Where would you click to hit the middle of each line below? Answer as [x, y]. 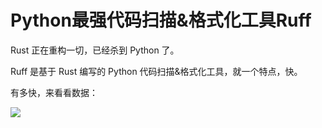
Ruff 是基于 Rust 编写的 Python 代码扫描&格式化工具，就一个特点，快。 [156, 71]
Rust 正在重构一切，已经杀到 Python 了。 [95, 50]
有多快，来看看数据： [54, 92]
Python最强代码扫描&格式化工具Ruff [161, 20]
